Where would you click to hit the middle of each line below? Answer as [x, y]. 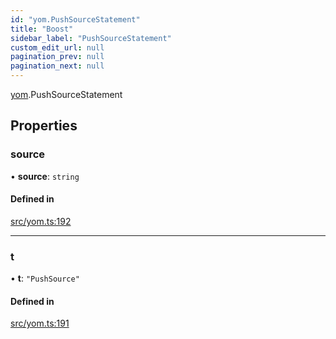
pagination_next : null [57, 66]
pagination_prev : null [57, 57]
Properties [44, 126]
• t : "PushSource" [45, 278]
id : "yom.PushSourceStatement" [75, 19]
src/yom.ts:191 [40, 323]
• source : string [45, 176]
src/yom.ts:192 [41, 221]
